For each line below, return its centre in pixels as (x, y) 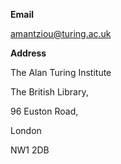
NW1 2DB (30, 150)
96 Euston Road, (44, 111)
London (26, 130)
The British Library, (49, 92)
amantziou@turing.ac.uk (61, 33)
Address (28, 53)
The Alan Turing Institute (61, 72)
